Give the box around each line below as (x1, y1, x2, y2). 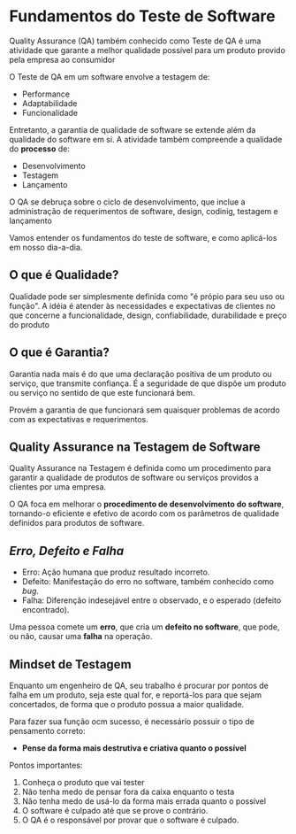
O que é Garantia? (9, 345, 110, 360)
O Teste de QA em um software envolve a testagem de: (9, 71, 210, 81)
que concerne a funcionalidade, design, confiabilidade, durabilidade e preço (9, 310, 287, 320)
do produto (9, 319, 50, 329)
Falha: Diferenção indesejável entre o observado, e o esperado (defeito (21, 595, 282, 606)
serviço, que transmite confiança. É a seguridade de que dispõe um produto (9, 378, 287, 389)
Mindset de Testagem (9, 657, 132, 672)
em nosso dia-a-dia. (9, 242, 83, 252)
